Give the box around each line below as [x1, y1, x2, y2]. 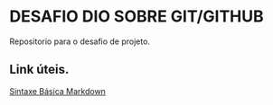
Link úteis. [9, 62, 70, 77]
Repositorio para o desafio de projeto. [9, 36, 151, 47]
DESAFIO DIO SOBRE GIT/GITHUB [9, 6, 264, 27]
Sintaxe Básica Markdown [9, 85, 107, 96]
